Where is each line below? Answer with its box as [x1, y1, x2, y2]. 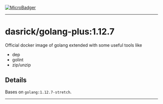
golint [12, 56, 24, 63]
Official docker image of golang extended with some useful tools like [5, 42, 142, 48]
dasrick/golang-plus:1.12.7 [5, 26, 115, 37]
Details [5, 76, 27, 85]
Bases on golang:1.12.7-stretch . [5, 89, 72, 95]
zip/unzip [12, 62, 31, 68]
